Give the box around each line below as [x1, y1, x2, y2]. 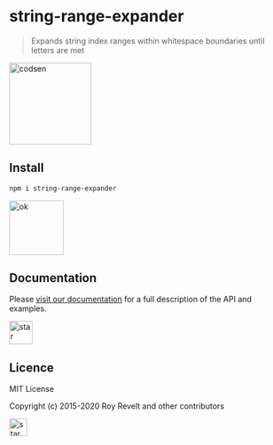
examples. [9, 303, 47, 314]
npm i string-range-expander [9, 183, 117, 192]
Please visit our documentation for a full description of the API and [9, 294, 253, 305]
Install [9, 160, 44, 176]
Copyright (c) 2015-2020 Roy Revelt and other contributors [9, 401, 224, 411]
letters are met [30, 44, 85, 55]
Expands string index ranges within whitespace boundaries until [30, 35, 265, 46]
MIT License [9, 384, 55, 394]
